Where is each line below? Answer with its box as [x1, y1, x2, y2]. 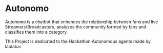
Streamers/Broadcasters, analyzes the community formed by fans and [5, 24, 146, 29]
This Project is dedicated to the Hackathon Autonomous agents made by [5, 38, 151, 44]
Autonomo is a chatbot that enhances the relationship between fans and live [5, 19, 158, 25]
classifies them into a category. [5, 29, 68, 35]
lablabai [5, 43, 21, 49]
